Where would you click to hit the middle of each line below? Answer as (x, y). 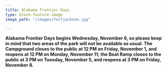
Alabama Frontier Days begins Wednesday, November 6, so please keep (84, 38)
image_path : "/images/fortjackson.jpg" (48, 19)
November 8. (19, 65)
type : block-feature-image (34, 15)
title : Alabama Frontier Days (38, 10)
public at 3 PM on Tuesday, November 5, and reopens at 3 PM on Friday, (83, 60)
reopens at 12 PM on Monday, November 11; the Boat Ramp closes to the (83, 54)
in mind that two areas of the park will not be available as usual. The (79, 44)
